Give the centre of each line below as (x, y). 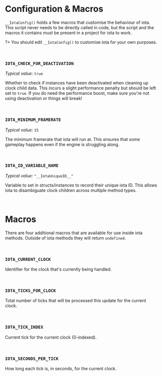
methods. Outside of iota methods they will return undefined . (65, 238)
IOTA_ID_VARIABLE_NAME (32, 166)
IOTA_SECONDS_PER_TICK (32, 359)
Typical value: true (24, 73)
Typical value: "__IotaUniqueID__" (39, 175)
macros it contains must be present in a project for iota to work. (68, 33)
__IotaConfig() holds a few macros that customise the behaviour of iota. (78, 22)
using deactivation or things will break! (44, 99)
